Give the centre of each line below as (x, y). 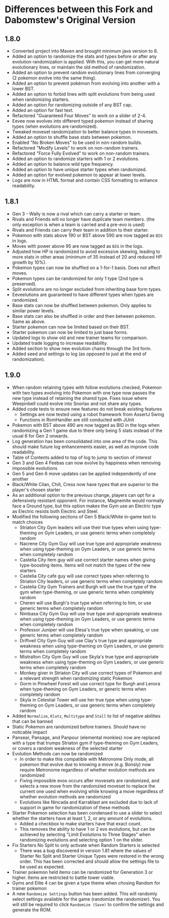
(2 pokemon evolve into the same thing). (54, 78)
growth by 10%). (29, 262)
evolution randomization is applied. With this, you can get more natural (86, 62)
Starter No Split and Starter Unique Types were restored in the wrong (92, 856)
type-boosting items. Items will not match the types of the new (85, 565)
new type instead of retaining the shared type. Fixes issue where (79, 398)
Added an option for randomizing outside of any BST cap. (72, 105)
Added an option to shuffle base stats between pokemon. (72, 137)
